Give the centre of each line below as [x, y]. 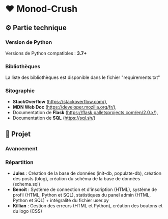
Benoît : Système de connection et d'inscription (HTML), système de [85, 189]
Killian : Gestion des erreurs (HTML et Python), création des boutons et [88, 206]
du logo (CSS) [27, 211]
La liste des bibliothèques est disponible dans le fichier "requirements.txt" [83, 77]
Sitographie [20, 91]
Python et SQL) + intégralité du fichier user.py [61, 200]
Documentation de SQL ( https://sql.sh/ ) [54, 118]
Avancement [21, 148]
